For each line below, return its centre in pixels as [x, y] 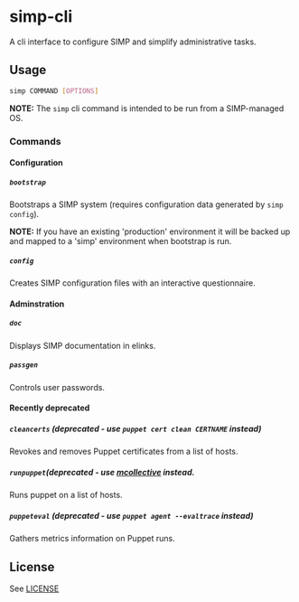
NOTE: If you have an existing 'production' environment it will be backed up [150, 231]
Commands [35, 141]
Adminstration [37, 304]
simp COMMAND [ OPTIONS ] [54, 91]
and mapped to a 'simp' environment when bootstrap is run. [121, 241]
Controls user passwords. [57, 387]
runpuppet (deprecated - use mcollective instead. [102, 472]
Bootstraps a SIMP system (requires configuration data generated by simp [146, 204]
